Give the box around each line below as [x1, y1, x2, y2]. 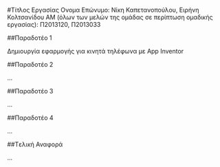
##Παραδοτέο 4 [7, 113, 54, 122]
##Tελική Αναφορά [7, 140, 63, 148]
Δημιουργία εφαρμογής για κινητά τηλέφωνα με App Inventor [7, 47, 184, 55]
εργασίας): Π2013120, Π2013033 [7, 21, 101, 28]
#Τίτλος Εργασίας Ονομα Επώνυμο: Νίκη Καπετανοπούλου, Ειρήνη [7, 6, 199, 14]
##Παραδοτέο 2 [7, 60, 54, 68]
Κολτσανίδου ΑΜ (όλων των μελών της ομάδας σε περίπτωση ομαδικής [7, 13, 213, 21]
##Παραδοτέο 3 [7, 87, 54, 95]
